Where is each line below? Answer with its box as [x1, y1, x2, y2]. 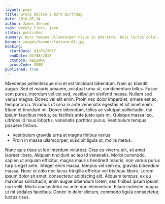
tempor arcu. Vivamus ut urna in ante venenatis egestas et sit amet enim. [5, 102, 154, 107]
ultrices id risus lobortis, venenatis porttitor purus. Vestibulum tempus [5, 117, 147, 123]
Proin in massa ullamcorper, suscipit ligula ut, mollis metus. [12, 137, 132, 143]
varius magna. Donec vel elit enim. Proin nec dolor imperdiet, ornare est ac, [5, 96, 158, 102]
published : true [5, 67, 38, 72]
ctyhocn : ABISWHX [9, 58, 45, 63]
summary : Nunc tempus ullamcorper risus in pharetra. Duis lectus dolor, [5, 35, 160, 40]
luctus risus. [5, 194, 30, 200]
